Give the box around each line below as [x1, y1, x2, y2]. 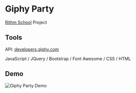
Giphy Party [5, 3, 55, 15]
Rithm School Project [5, 19, 47, 25]
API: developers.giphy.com [5, 46, 59, 52]
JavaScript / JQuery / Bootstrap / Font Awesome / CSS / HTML [5, 56, 131, 62]
